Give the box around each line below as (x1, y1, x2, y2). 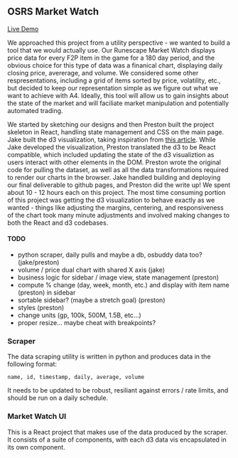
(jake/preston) (17, 258, 60, 267)
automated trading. (7, 106, 63, 114)
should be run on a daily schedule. (7, 394, 109, 403)
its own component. (7, 442, 65, 451)
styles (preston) (17, 304, 65, 312)
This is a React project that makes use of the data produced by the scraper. (7, 427, 228, 436)
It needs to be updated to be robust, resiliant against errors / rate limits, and (7, 386, 229, 395)
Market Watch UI (7, 412, 67, 422)
